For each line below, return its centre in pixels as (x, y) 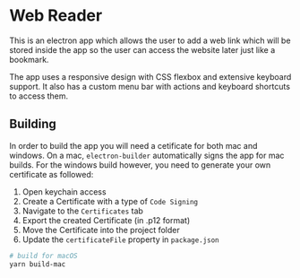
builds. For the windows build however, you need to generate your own (140, 165)
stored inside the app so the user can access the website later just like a (142, 49)
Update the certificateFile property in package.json (120, 239)
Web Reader (56, 16)
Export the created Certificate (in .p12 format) (106, 220)
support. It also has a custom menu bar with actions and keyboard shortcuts (150, 86)
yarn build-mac (38, 264)
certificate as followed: (51, 174)
